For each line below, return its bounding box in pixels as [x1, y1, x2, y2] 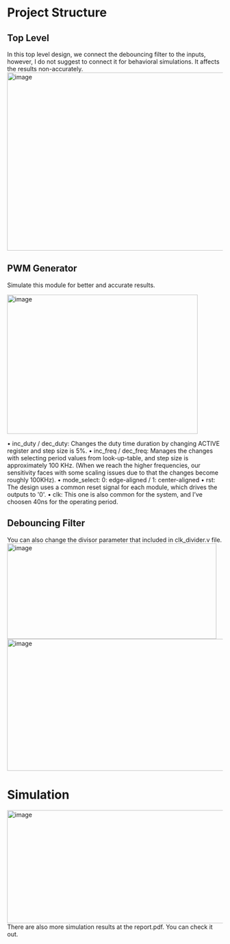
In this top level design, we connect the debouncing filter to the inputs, [7, 50, 207, 58]
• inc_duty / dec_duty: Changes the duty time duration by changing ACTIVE [7, 439, 220, 447]
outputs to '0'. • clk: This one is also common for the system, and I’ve [7, 490, 203, 498]
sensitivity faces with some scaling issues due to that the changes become [7, 468, 219, 477]
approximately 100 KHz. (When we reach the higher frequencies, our [7, 461, 201, 469]
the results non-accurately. [7, 65, 84, 73]
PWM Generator [7, 262, 77, 275]
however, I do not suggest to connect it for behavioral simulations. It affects [7, 58, 220, 66]
